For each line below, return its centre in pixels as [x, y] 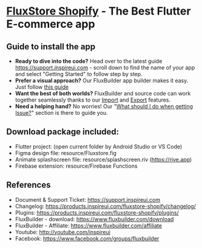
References [29, 185]
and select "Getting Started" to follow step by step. [79, 74]
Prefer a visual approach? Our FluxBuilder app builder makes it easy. [102, 81]
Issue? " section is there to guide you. [61, 113]
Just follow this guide [42, 87]
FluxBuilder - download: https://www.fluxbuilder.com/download [94, 219]
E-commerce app [51, 24]
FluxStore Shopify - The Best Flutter [99, 11]
